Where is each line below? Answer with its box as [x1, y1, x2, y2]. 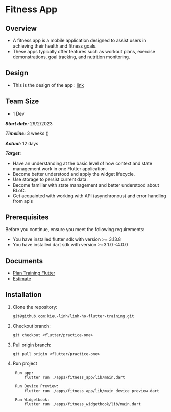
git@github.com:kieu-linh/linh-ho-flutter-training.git [12, 314, 134, 319]
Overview [5, 24, 37, 33]
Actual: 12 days [5, 140, 39, 146]
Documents [5, 257, 43, 265]
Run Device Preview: [15, 384, 59, 389]
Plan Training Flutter [12, 270, 55, 277]
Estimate [12, 276, 32, 282]
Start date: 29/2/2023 [5, 120, 53, 126]
